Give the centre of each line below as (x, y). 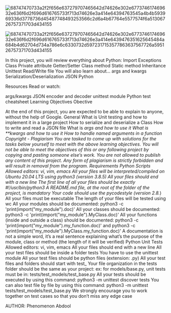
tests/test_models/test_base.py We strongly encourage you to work (76, 291)
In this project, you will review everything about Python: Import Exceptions (83, 60)
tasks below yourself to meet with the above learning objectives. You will (82, 144)
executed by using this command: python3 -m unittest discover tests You (82, 280)
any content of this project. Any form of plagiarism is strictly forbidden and (84, 160)
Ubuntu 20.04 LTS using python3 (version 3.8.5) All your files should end (82, 177)
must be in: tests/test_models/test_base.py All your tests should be (76, 274)
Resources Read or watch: (33, 86)
